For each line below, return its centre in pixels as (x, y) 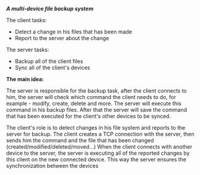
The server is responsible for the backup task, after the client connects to (96, 91)
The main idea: (25, 79)
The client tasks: (27, 20)
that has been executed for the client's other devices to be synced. (89, 116)
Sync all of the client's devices (53, 67)
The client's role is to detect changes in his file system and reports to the (96, 128)
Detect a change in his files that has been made (73, 32)
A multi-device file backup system (50, 9)
